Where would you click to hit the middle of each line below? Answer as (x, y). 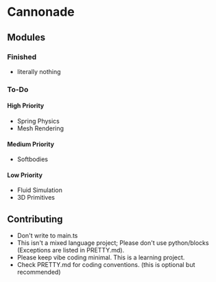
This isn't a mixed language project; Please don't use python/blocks (113, 243)
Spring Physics (38, 121)
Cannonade (41, 12)
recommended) (39, 272)
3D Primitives (36, 198)
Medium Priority (31, 144)
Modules (26, 37)
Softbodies (32, 159)
